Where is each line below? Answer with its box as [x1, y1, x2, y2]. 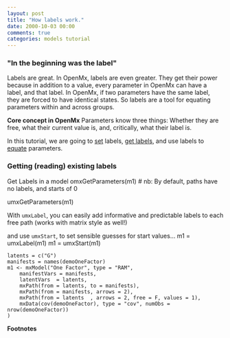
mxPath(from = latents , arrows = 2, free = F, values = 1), [19, 294, 201, 301]
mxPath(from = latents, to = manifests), [19, 282, 139, 289]
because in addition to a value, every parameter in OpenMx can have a [7, 81, 207, 89]
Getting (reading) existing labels [7, 161, 117, 171]
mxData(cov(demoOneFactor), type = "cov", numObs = [19, 300, 170, 307]
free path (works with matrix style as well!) [7, 218, 128, 227]
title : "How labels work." [7, 16, 84, 23]
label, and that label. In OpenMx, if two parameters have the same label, [7, 89, 211, 97]
